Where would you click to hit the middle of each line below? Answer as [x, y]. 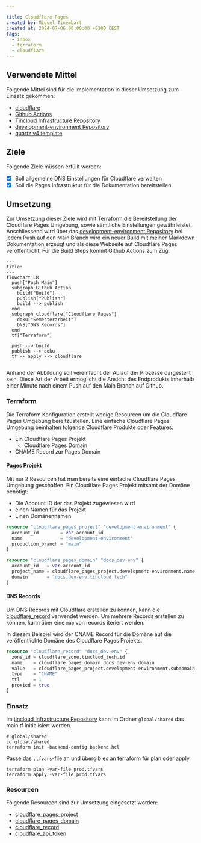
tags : [13, 34]
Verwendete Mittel [42, 75]
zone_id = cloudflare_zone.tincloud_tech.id [68, 657]
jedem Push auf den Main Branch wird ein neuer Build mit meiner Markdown [100, 238]
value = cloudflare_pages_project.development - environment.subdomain [104, 669]
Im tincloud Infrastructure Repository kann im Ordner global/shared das [95, 719]
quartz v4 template [39, 133]
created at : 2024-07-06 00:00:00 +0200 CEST [63, 28]
